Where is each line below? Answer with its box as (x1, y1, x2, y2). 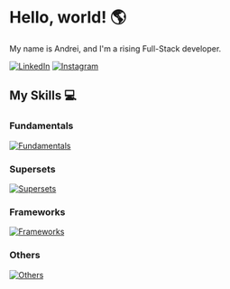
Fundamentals (9, 119, 74, 132)
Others (9, 249, 41, 262)
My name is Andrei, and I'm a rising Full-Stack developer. (9, 42, 222, 54)
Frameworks (9, 205, 66, 218)
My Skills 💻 (9, 88, 77, 104)
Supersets (9, 163, 56, 175)
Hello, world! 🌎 (9, 7, 127, 28)
